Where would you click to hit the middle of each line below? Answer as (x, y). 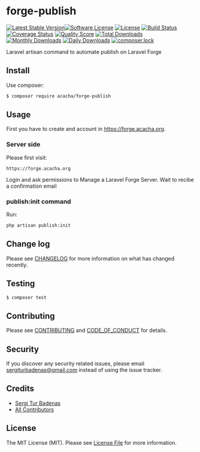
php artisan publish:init (38, 225)
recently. (17, 265)
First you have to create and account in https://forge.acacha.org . (86, 129)
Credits (20, 389)
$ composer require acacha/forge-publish (59, 96)
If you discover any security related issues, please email (75, 364)
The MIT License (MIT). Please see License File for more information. (91, 442)
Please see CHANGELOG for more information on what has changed (90, 258)
